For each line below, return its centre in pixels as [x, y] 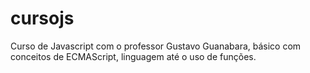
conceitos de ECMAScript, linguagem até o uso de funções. [133, 56]
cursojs [42, 18]
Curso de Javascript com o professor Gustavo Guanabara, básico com [156, 46]
